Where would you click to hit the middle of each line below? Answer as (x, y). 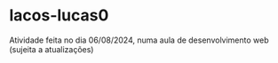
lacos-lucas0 (59, 16)
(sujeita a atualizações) (52, 49)
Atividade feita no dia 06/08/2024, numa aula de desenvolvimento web (139, 40)
